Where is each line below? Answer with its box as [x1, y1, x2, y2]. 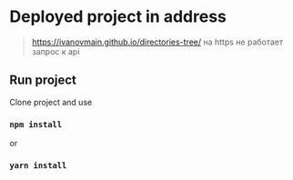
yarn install [9, 160, 67, 170]
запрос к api [31, 45, 80, 56]
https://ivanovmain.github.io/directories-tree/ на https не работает [31, 36, 284, 47]
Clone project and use [9, 96, 93, 107]
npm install [9, 119, 63, 129]
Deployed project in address [9, 6, 227, 27]
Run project [9, 73, 77, 88]
